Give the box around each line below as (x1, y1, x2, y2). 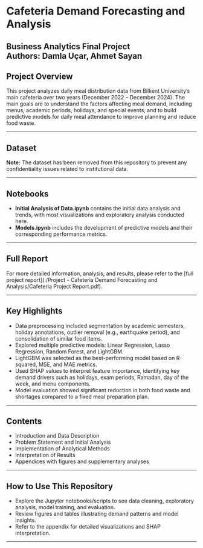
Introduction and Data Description (14, 432, 100, 439)
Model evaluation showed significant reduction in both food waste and (14, 386, 190, 393)
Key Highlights (6, 306, 63, 316)
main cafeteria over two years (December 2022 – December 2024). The (6, 94, 185, 101)
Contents (6, 416, 42, 427)
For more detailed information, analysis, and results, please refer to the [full (6, 270, 194, 277)
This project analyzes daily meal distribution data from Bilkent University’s (6, 87, 190, 95)
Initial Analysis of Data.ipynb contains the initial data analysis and (14, 205, 181, 212)
